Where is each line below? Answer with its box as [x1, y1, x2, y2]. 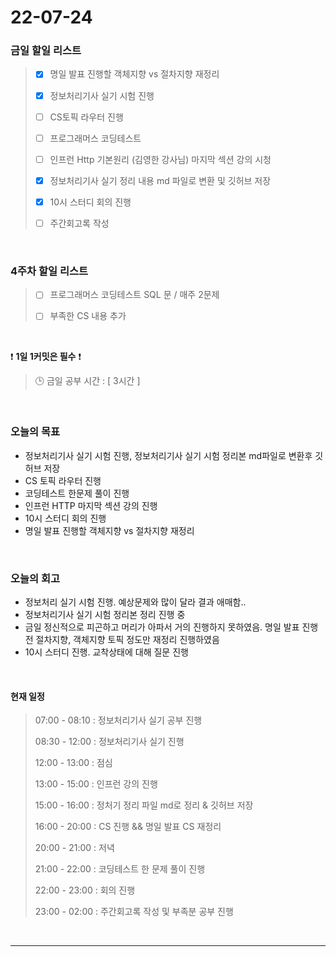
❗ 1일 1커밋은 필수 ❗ [10, 351, 82, 363]
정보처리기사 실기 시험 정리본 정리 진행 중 [24, 609, 186, 620]
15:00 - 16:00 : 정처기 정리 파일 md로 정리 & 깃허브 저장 [34, 799, 254, 811]
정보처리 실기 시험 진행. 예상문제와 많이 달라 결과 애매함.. [24, 596, 247, 608]
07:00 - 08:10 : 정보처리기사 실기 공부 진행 [34, 714, 203, 726]
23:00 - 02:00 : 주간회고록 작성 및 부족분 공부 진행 [34, 906, 234, 918]
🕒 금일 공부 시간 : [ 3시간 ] [34, 375, 141, 387]
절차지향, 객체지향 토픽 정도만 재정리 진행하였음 [35, 634, 220, 645]
